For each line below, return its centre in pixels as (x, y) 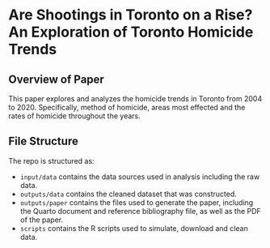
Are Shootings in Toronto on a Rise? (131, 15)
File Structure (43, 141)
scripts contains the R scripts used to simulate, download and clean (134, 228)
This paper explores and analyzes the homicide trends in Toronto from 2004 (135, 98)
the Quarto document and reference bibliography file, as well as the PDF (140, 211)
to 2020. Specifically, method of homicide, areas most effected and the (127, 107)
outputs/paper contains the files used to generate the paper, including (137, 202)
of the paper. (42, 220)
